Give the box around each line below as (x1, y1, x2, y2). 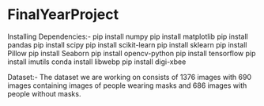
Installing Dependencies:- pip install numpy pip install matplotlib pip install (7, 32, 248, 41)
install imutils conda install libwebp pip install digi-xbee (7, 57, 187, 66)
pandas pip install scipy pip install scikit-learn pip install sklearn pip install (7, 40, 247, 49)
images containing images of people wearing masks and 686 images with (7, 81, 247, 90)
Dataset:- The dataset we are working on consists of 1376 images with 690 (7, 72, 252, 81)
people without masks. (7, 89, 81, 98)
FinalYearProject (7, 6, 119, 24)
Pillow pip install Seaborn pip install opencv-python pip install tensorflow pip (7, 48, 256, 58)
